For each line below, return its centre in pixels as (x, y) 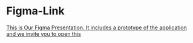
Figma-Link (35, 11)
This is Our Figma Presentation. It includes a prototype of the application (97, 27)
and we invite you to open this (44, 33)
